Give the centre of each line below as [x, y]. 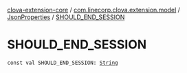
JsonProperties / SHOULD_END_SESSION [66, 17]
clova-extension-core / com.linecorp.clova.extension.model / [94, 10]
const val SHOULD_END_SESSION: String [63, 63]
